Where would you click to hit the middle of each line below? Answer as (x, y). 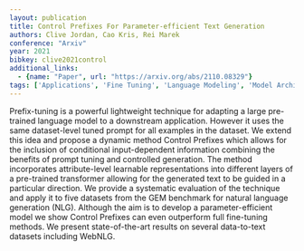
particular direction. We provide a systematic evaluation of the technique (145, 188)
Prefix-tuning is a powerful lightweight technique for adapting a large (138, 111)
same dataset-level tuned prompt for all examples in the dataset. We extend (151, 130)
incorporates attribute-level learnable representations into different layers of (152, 169)
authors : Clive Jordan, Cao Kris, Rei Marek (95, 34)
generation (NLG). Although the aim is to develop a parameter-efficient (141, 207)
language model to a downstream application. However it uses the (161, 121)
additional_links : (44, 69)
